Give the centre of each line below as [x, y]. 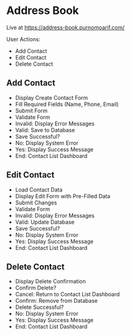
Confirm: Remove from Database [56, 301]
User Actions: [23, 39]
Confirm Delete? [36, 288]
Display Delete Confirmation [51, 281]
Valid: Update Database [45, 222]
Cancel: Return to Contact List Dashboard [67, 294]
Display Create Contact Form [51, 97]
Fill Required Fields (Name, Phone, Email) [67, 104]
